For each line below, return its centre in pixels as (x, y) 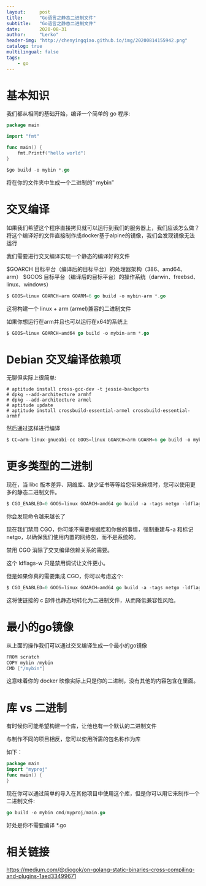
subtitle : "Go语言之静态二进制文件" (51, 23)
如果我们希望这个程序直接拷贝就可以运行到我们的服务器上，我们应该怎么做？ (103, 227)
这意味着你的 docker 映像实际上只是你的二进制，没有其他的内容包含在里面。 (103, 681)
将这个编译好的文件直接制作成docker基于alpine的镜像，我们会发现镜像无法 (101, 235)
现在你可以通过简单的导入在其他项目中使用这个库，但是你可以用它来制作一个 (103, 793)
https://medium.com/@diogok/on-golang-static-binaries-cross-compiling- (101, 869)
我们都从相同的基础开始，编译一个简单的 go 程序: (68, 113)
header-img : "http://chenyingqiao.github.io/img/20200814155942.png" (97, 40)
